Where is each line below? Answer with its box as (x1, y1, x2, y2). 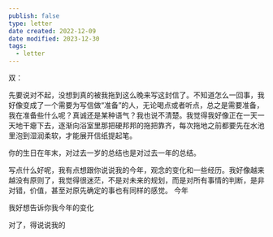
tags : (8, 42, 27, 50)
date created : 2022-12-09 (8, 27, 96, 35)
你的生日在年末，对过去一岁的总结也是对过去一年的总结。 (8, 148, 201, 157)
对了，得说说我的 (8, 220, 66, 230)
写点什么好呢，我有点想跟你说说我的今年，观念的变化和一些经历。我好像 (8, 166, 250, 175)
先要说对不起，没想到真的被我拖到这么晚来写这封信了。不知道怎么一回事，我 (8, 90, 265, 100)
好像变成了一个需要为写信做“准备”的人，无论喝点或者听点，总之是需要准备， (8, 101, 264, 110)
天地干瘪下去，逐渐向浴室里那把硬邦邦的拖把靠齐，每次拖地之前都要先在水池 (8, 121, 265, 130)
